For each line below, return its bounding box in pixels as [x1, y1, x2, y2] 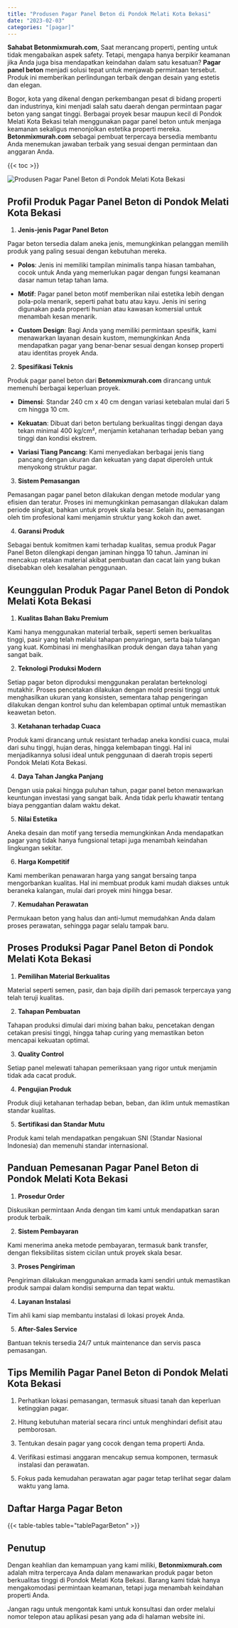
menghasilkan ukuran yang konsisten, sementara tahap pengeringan [7, 693, 208, 701]
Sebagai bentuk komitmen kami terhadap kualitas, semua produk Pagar [7, 541, 217, 550]
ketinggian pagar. [17, 1404, 69, 1413]
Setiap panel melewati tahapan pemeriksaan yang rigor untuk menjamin [7, 1064, 217, 1072]
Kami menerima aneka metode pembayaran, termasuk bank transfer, [7, 1241, 208, 1249]
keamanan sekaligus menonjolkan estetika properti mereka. [7, 125, 182, 134]
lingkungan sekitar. [7, 844, 63, 852]
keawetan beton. [7, 708, 57, 717]
